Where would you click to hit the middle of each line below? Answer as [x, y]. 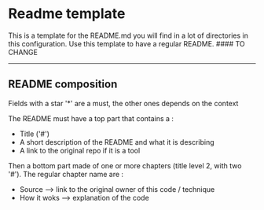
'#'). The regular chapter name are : [66, 174]
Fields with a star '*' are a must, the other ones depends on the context [123, 103]
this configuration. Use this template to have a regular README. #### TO [126, 43]
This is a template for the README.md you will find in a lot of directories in [128, 35]
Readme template [67, 14]
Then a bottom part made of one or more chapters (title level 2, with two [125, 165]
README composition [63, 85]
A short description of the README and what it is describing [117, 142]
